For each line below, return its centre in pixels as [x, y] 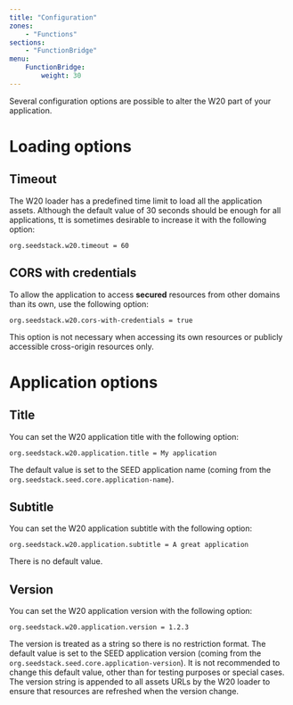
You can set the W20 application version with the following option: [131, 611]
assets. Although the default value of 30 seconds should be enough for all [145, 210]
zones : [21, 26]
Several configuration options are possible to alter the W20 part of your [140, 101]
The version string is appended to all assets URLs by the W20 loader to [140, 682]
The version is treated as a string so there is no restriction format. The [138, 644]
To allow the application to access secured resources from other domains [145, 294]
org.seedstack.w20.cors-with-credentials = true [101, 320]
